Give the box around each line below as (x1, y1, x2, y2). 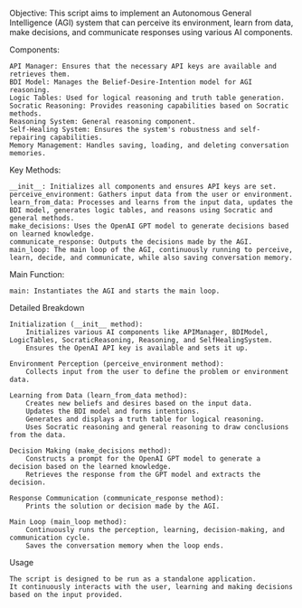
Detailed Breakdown (9, 303, 85, 313)
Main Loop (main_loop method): (9, 518, 127, 527)
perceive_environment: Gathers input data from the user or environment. (9, 190, 294, 199)
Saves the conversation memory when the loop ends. (25, 541, 224, 550)
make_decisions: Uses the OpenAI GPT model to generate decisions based (9, 221, 289, 230)
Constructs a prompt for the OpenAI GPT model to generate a (25, 454, 260, 463)
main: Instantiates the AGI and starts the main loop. (9, 286, 221, 295)
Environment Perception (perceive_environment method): (9, 360, 224, 369)
